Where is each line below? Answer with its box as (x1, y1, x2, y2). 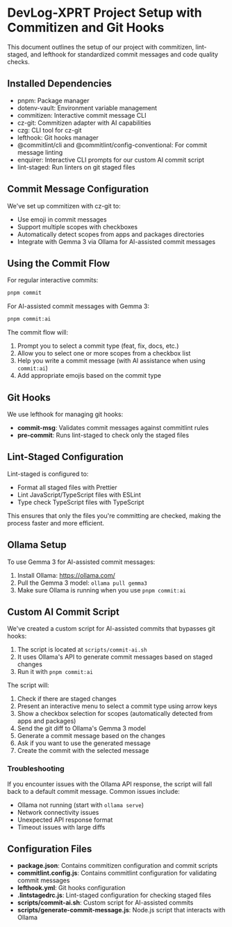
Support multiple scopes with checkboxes (17, 222, 138, 231)
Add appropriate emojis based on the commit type (17, 371, 162, 380)
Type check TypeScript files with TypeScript (17, 498, 144, 506)
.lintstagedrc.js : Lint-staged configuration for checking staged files (17, 891, 212, 900)
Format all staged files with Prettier (17, 483, 117, 491)
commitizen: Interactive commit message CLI (17, 111, 147, 119)
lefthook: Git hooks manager (17, 133, 99, 141)
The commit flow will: (7, 328, 69, 337)
